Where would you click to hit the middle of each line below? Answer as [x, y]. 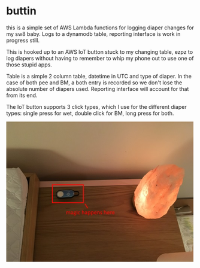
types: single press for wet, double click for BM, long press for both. [90, 113]
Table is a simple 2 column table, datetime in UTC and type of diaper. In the [99, 76]
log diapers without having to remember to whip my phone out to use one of [100, 58]
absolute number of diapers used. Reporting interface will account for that [98, 89]
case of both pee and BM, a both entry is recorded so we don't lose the [94, 83]
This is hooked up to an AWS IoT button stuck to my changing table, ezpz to [100, 51]
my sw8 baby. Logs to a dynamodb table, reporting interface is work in [93, 33]
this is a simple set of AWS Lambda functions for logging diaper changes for [100, 28]
